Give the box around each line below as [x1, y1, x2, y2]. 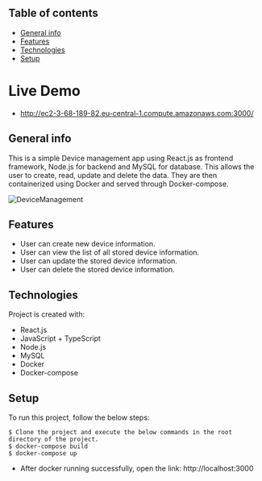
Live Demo [8, 82, 81, 100]
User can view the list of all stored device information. [19, 247, 200, 257]
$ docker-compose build [8, 442, 89, 450]
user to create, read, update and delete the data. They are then [8, 170, 218, 180]
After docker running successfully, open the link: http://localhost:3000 [19, 463, 254, 473]
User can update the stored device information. [19, 256, 177, 266]
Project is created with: [8, 309, 85, 319]
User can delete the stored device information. [19, 265, 175, 275]
